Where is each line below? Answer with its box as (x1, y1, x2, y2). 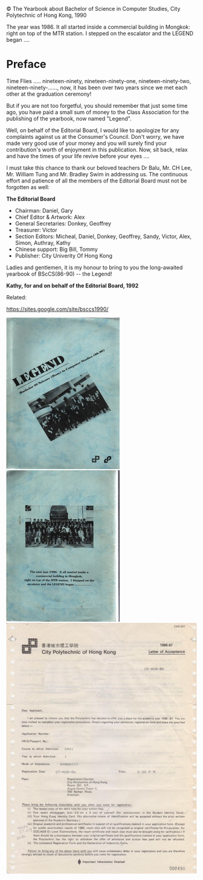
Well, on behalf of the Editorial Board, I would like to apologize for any (6, 127, 179, 134)
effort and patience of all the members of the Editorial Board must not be (6, 177, 187, 184)
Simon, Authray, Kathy (14, 239, 71, 246)
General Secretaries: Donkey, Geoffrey (14, 219, 112, 227)
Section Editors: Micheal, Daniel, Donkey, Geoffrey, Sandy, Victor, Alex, (14, 233, 192, 240)
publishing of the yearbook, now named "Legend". (6, 115, 132, 122)
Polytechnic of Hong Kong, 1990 (6, 12, 87, 19)
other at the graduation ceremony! (6, 90, 92, 98)
